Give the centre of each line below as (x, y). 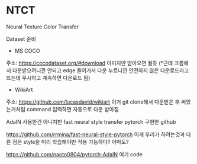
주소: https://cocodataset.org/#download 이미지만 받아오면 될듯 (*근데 (90, 63)
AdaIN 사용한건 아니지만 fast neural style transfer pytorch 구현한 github (91, 121)
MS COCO (27, 50)
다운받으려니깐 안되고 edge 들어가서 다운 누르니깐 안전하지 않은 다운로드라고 (101, 70)
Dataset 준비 (21, 38)
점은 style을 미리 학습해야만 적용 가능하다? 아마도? (70, 142)
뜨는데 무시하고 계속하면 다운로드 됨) (48, 78)
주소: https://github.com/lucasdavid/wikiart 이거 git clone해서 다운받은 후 (93, 102)
